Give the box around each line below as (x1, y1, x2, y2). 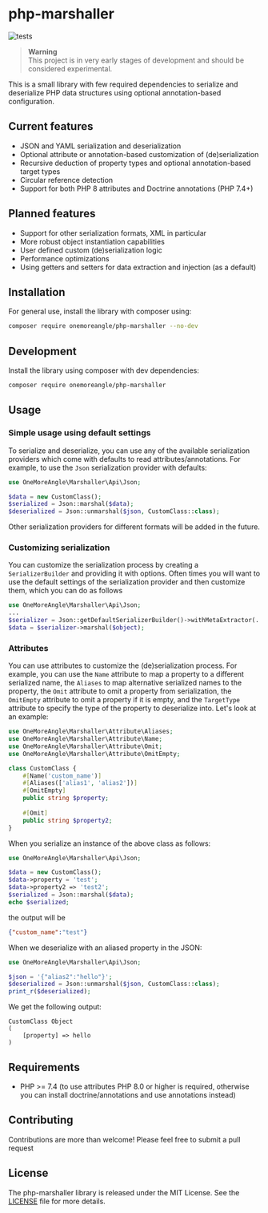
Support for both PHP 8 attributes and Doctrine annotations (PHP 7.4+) (19, 184, 254, 193)
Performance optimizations (19, 253, 110, 263)
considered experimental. (27, 63, 113, 73)
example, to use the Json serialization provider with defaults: (8, 463, 207, 472)
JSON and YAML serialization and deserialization (19, 141, 182, 151)
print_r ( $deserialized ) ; (8, 988, 91, 996)
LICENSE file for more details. (8, 1196, 106, 1206)
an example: (8, 712, 49, 722)
